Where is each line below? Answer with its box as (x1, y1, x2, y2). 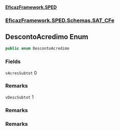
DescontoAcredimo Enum (5, 32, 88, 41)
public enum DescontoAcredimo (5, 46, 70, 51)
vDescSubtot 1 (5, 94, 34, 100)
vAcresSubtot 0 (5, 69, 37, 76)
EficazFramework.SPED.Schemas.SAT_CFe (5, 17, 115, 24)
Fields (5, 58, 21, 65)
